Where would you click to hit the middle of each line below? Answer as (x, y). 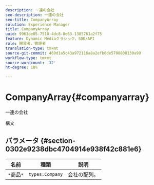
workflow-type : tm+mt (28, 58)
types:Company (46, 174)
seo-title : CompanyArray (32, 20)
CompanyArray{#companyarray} (78, 97)
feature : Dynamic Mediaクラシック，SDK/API (50, 39)
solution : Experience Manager (38, 24)
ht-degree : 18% (22, 67)
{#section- (58, 141)
